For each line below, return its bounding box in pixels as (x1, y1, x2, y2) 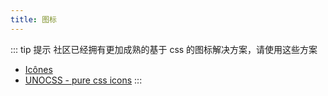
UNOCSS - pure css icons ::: (24, 74, 143, 86)
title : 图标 (10, 14, 57, 25)
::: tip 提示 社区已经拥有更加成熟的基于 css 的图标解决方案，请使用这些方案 (10, 43, 318, 55)
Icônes (24, 63, 53, 75)
